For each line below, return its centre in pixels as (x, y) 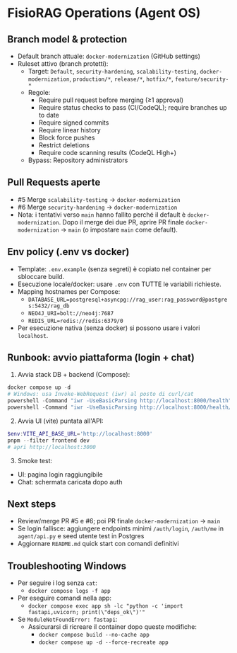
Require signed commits (74, 123)
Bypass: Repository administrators (78, 160)
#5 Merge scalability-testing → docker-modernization (99, 199)
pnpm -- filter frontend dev (49, 441)
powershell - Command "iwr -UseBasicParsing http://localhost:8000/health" (120, 401)
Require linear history (69, 130)
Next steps (32, 504)
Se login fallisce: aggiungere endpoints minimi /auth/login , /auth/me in (121, 528)
